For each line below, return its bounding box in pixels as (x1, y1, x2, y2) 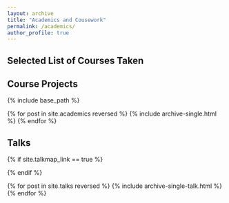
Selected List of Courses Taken (7, 54, 144, 66)
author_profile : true (7, 29, 70, 36)
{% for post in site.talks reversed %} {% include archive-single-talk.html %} (7, 182, 223, 190)
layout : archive (7, 10, 54, 17)
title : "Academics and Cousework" (7, 17, 107, 23)
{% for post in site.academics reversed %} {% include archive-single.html (7, 109, 217, 118)
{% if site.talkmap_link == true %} (7, 156, 103, 164)
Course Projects (7, 78, 78, 90)
